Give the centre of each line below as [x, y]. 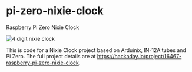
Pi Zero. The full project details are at [51, 56]
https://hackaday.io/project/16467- [139, 56]
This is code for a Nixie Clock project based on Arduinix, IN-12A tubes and [96, 50]
